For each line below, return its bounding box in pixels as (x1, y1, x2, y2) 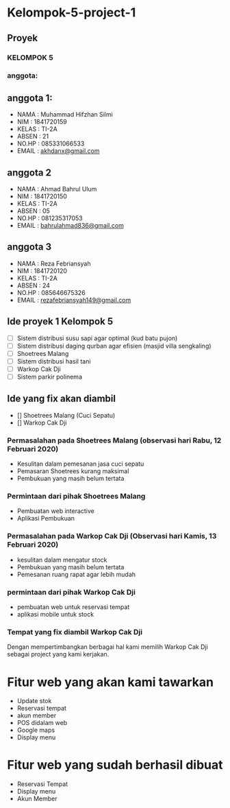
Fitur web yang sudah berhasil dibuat (7, 757, 223, 773)
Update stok (16, 697, 52, 705)
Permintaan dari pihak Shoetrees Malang (7, 492, 146, 501)
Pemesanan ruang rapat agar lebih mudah (16, 570, 136, 578)
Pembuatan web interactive (16, 507, 94, 515)
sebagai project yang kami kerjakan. (7, 650, 110, 658)
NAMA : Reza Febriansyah (16, 259, 91, 268)
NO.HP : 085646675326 (16, 288, 86, 296)
